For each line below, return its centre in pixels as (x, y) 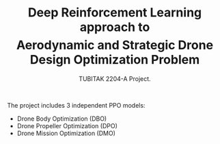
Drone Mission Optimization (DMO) (66, 133)
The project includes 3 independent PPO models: (76, 105)
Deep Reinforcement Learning (115, 13)
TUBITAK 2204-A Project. (115, 79)
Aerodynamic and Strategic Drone (115, 45)
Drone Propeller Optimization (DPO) (67, 125)
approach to (115, 27)
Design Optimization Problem (115, 60)
